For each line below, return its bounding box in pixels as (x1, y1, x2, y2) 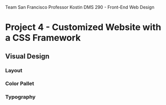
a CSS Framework (5, 32, 81, 44)
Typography (5, 94, 36, 101)
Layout (5, 67, 23, 74)
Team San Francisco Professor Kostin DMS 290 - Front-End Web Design (5, 4, 154, 10)
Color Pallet (5, 80, 34, 87)
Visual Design (5, 52, 50, 60)
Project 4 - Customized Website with (5, 22, 161, 33)
